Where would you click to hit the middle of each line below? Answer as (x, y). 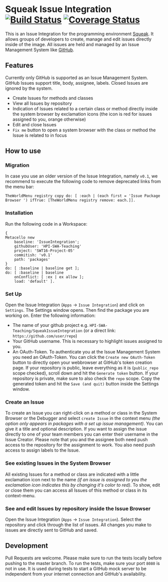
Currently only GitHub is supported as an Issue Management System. (77, 77)
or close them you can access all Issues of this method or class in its (76, 490)
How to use (23, 151)
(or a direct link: (100, 331)
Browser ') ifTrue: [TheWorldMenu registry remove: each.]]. (70, 201)
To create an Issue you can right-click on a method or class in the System (81, 413)
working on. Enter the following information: (50, 316)
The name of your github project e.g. (50, 325)
